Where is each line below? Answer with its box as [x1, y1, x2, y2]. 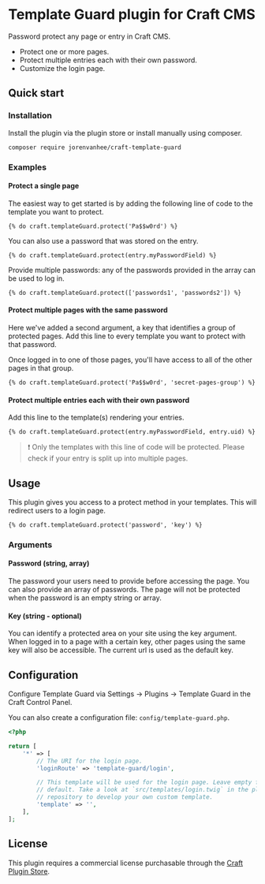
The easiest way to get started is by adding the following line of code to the [8, 199, 254, 208]
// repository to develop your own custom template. [36, 793, 214, 801]
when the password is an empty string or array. [8, 593, 162, 602]
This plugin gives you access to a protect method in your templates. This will [8, 497, 257, 506]
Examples [8, 162, 47, 173]
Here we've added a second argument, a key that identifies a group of [8, 323, 236, 332]
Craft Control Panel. [8, 698, 73, 707]
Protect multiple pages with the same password [8, 305, 168, 315]
